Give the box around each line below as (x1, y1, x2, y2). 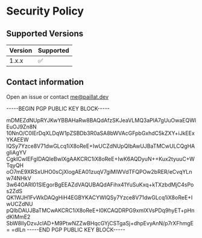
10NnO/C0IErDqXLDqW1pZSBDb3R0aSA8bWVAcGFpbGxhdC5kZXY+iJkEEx (6, 129, 195, 137)
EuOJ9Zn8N (6, 123, 37, 130)
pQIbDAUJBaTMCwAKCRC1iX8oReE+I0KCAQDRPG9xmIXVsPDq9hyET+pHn (6, 207, 195, 214)
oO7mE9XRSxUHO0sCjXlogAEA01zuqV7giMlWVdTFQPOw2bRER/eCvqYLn (6, 168, 192, 175)
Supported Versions (6, 28, 83, 39)
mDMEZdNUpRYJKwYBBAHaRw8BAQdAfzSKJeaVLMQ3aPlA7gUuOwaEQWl (6, 116, 197, 124)
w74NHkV (6, 174, 31, 182)
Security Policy (6, 4, 84, 18)
